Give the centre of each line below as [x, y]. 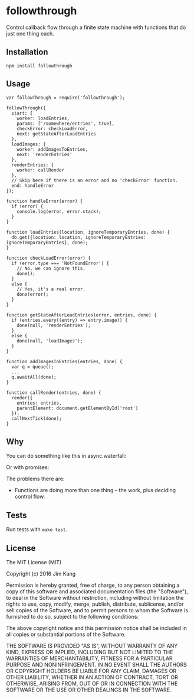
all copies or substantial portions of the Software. [66, 634]
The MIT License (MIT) [34, 562]
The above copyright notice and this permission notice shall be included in [96, 628]
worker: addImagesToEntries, [52, 149]
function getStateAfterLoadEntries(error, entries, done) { [82, 315]
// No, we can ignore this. [51, 268]
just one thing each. [30, 33]
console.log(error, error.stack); [59, 211]
